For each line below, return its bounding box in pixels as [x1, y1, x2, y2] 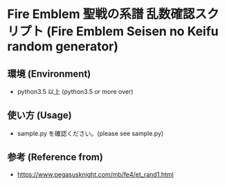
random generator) [7, 39, 119, 55]
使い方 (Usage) [7, 110, 72, 121]
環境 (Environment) [7, 68, 91, 79]
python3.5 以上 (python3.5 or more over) [17, 88, 134, 95]
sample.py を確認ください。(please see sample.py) [17, 129, 164, 137]
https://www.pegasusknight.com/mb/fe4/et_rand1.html [17, 170, 174, 178]
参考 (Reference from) [7, 151, 104, 163]
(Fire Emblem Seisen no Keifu [46, 23, 219, 39]
